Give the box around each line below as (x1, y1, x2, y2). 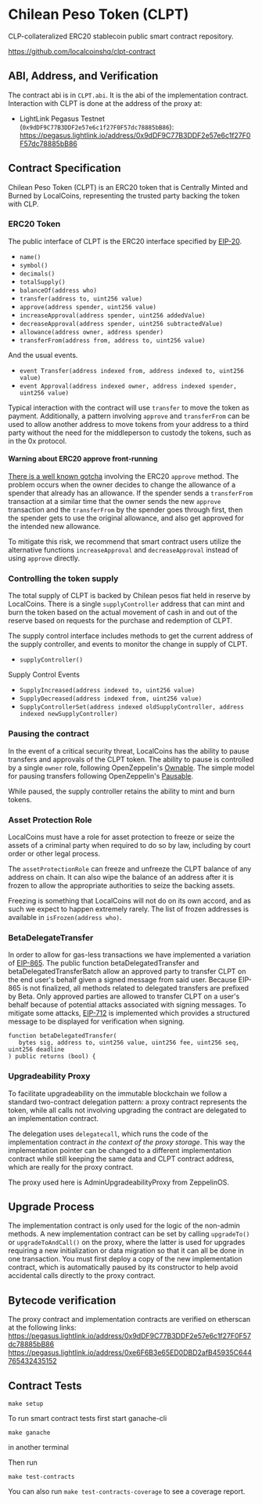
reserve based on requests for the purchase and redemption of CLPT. (8, 616, 233, 626)
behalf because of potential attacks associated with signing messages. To (8, 1000, 246, 1009)
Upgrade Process (8, 1199, 95, 1214)
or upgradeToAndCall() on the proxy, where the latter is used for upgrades (8, 1238, 246, 1247)
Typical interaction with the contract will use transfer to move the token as (8, 403, 249, 412)
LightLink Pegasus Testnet (19, 114, 106, 123)
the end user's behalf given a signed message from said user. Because (8, 975, 237, 984)
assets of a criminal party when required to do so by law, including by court (8, 840, 251, 849)
